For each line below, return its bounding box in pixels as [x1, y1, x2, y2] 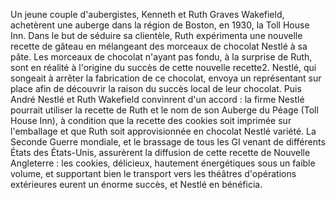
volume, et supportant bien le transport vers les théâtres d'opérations [10, 168, 297, 179]
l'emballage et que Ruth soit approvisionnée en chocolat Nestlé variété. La [10, 125, 317, 137]
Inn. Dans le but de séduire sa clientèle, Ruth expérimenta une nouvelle [10, 30, 303, 41]
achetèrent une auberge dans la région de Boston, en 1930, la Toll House [10, 19, 310, 31]
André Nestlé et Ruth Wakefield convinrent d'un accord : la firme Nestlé [10, 94, 305, 105]
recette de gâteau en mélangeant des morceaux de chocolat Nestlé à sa [10, 40, 308, 52]
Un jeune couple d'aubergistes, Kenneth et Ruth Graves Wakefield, [10, 9, 285, 20]
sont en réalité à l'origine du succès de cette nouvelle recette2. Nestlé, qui [10, 62, 317, 73]
